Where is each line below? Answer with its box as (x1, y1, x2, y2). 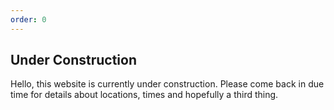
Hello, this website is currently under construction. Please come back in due (10, 78, 325, 90)
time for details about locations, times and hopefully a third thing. (10, 89, 279, 101)
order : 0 (10, 14, 47, 25)
